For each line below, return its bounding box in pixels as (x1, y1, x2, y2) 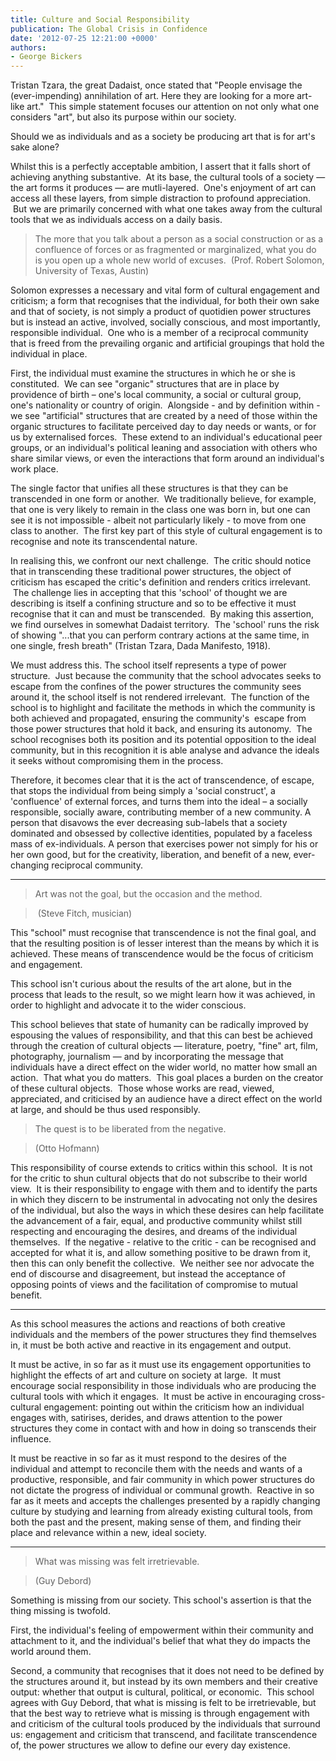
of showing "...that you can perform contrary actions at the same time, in (10, 629, 310, 641)
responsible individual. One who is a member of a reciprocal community (10, 327, 309, 339)
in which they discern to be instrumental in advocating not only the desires (10, 1194, 318, 1206)
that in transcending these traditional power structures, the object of (10, 566, 292, 578)
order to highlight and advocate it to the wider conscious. (10, 999, 247, 1011)
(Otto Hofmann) (34, 1142, 100, 1155)
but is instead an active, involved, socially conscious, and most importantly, (10, 316, 321, 328)
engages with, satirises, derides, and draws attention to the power (10, 1412, 283, 1424)
